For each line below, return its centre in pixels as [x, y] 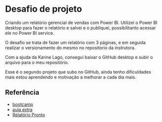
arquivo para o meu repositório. [37, 62]
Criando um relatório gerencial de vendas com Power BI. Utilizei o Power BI [81, 23]
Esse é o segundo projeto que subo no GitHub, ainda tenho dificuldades [78, 72]
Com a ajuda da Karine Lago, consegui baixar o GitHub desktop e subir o [79, 57]
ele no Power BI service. [30, 33]
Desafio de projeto [44, 9]
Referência [22, 92]
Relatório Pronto [29, 115]
